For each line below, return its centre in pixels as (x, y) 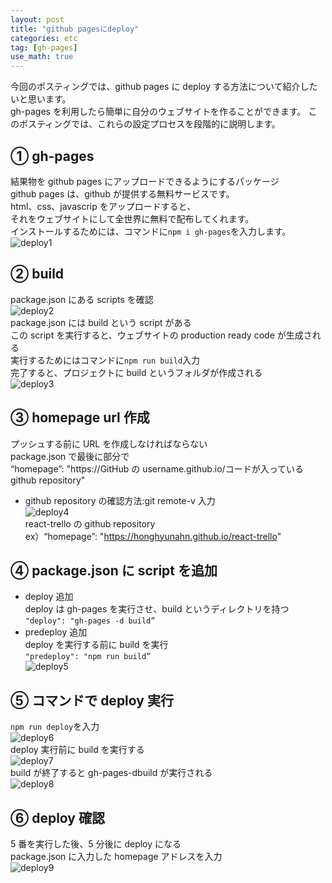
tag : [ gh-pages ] (44, 47)
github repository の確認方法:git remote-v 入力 (120, 500)
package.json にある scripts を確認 (82, 299)
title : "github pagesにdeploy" (75, 29)
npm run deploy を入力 (55, 727)
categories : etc (44, 38)
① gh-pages (52, 156)
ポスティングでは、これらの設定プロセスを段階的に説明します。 (149, 124)
